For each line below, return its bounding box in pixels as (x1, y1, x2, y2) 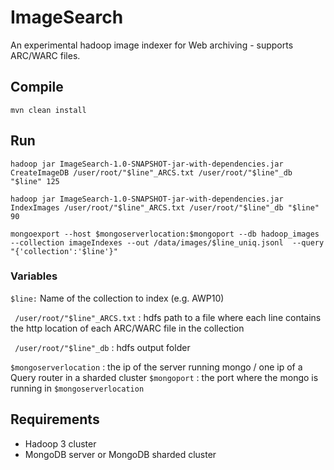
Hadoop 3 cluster (24, 437, 97, 450)
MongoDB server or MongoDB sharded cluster (24, 448, 217, 460)
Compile (10, 79, 64, 96)
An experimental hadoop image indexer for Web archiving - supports (10, 39, 294, 51)
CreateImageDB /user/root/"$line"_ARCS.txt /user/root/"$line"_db (10, 167, 293, 178)
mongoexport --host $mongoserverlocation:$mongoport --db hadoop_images (10, 229, 320, 239)
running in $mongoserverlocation (10, 382, 145, 394)
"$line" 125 (10, 176, 60, 186)
